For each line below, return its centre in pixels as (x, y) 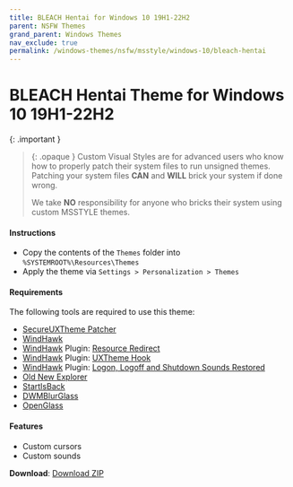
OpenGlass (43, 405)
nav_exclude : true (43, 43)
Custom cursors (52, 446)
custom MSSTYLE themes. (80, 213)
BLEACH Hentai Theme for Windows (147, 96)
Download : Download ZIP (57, 473)
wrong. (44, 186)
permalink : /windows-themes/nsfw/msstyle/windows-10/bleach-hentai (138, 51)
